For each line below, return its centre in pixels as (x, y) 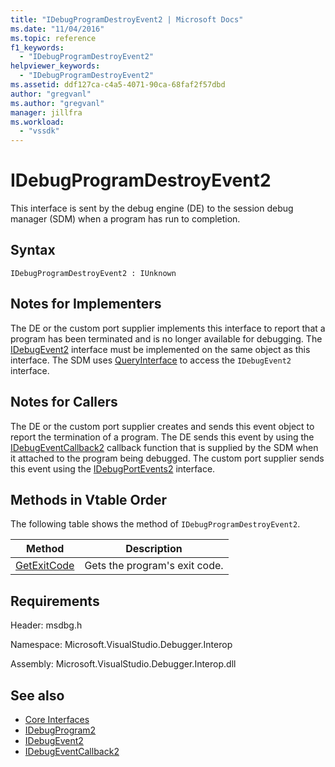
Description (154, 549)
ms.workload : (37, 122)
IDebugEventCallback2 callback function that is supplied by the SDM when (164, 447)
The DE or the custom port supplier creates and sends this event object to (162, 426)
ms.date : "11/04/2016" (57, 29)
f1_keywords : (37, 47)
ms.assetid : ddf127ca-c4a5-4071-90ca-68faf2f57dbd (118, 85)
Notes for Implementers (86, 304)
